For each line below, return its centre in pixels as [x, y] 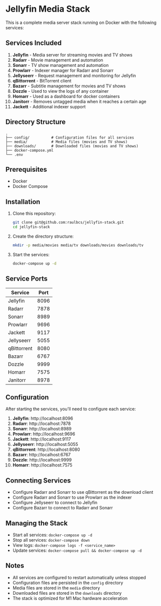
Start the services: [31, 254]
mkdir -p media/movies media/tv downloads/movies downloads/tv [78, 245]
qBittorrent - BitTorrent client [42, 81]
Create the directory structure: [43, 236]
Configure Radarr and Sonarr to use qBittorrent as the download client [83, 492]
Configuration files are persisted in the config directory [68, 583]
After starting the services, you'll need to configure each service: [71, 409]
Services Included [34, 43]
